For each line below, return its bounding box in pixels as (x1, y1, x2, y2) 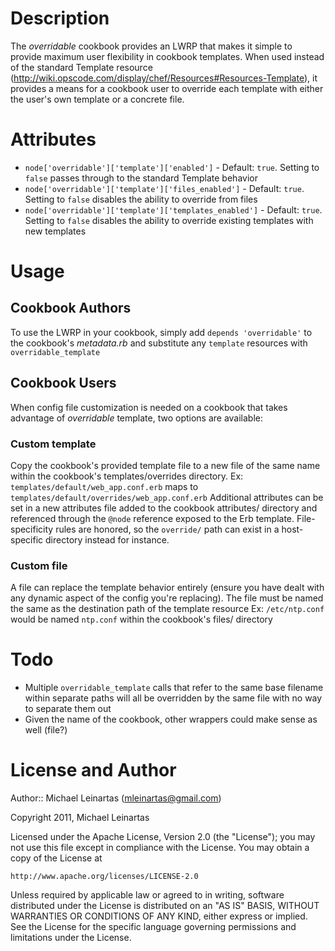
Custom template (10, 437, 97, 451)
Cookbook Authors (10, 300, 132, 317)
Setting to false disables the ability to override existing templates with (24, 214, 314, 226)
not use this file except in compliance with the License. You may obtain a (10, 842, 310, 854)
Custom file (10, 558, 68, 572)
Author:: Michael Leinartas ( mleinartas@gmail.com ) (10, 792, 222, 804)
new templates (24, 225, 87, 237)
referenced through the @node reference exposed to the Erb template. (10, 512, 295, 524)
